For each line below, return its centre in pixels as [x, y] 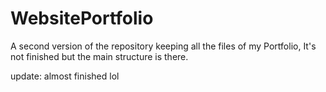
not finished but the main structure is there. [99, 56]
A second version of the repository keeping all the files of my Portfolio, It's [163, 46]
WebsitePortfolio [82, 18]
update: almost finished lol [65, 76]
